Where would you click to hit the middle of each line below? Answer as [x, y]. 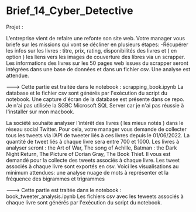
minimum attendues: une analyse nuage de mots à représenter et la [87, 172]
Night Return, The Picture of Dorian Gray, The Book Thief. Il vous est [88, 154]
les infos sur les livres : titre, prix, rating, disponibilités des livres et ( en [92, 50]
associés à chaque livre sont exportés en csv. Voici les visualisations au [92, 166]
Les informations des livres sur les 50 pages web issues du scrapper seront [97, 63]
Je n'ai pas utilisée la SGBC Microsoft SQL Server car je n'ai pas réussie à [95, 105]
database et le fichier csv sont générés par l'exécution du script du [87, 93]
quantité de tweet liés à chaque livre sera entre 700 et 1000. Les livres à [93, 141]
